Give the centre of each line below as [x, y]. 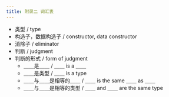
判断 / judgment [34, 51]
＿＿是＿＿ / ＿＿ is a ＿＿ [55, 66]
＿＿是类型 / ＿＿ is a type [55, 73]
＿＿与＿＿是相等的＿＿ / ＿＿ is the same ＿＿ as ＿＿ [89, 81]
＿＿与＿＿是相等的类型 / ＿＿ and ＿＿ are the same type [93, 88]
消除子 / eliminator [37, 44]
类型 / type [28, 29]
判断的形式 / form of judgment [51, 58]
